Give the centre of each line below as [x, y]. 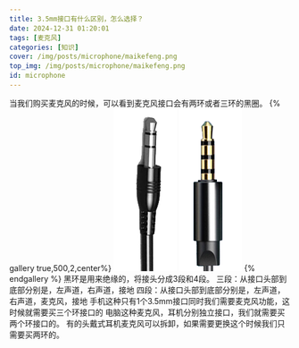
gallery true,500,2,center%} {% [133, 267]
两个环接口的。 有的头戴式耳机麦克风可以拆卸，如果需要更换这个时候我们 [143, 323]
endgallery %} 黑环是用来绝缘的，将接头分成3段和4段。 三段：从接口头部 [144, 278]
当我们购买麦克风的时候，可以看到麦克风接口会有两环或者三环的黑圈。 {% [145, 103]
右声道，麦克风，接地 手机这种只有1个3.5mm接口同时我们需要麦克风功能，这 [149, 301]
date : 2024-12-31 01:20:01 [59, 28]
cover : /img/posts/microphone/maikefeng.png [93, 57]
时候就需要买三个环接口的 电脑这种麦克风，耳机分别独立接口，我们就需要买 [147, 312]
